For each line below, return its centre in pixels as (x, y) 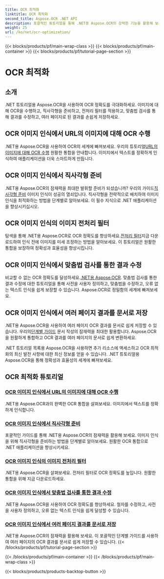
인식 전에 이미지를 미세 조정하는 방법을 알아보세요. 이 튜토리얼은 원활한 (89, 242)
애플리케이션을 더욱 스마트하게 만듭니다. (56, 159)
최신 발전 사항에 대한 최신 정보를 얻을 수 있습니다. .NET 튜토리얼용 (77, 354)
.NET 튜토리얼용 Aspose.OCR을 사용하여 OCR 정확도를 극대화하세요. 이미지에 (79, 105)
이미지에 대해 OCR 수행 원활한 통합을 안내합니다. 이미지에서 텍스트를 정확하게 (79, 152)
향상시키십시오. (25, 206)
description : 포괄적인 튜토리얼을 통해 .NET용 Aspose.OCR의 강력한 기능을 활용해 (79, 23)
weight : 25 (16, 28)
